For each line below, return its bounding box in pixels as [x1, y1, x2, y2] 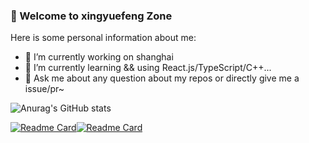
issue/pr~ [24, 83, 65, 95]
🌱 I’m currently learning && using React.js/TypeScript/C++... [24, 62, 272, 74]
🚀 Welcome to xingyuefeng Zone [10, 9, 173, 23]
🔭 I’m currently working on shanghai [24, 51, 174, 63]
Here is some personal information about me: [10, 32, 197, 44]
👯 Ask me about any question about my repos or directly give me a [24, 72, 300, 84]
